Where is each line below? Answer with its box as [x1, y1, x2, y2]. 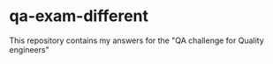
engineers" [9, 44, 50, 54]
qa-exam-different [9, 6, 148, 26]
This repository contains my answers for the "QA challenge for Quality [9, 35, 265, 46]
